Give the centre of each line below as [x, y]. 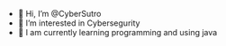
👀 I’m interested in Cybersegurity [79, 23]
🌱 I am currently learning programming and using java [118, 32]
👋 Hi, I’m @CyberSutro [59, 14]
